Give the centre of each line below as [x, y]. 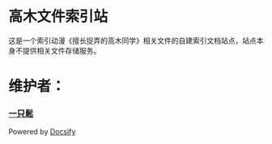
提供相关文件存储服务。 [62, 50]
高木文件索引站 [58, 17]
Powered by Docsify [42, 132]
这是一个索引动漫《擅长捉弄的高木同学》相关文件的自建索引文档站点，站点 [132, 40]
